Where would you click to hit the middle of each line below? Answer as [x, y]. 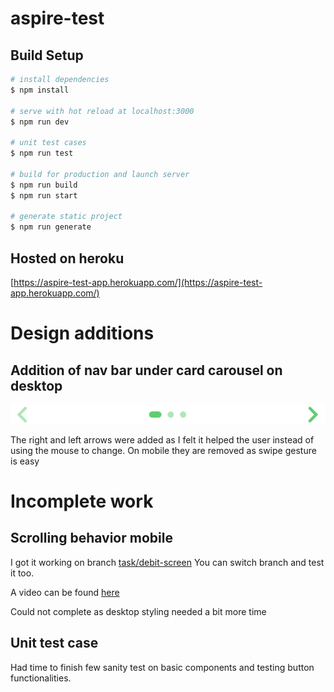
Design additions [82, 333]
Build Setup [47, 55]
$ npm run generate [51, 227]
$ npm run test [42, 153]
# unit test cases [48, 143]
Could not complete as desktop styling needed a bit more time [138, 611]
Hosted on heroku [67, 258]
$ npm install [40, 90]
